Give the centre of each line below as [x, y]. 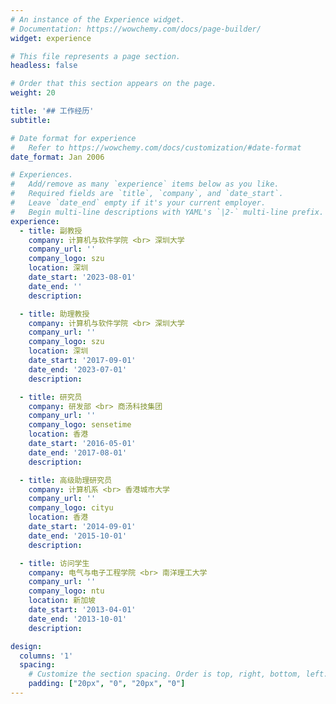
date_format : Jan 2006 [57, 157]
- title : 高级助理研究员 [66, 480]
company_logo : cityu [71, 508]
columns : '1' [46, 656]
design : [26, 646]
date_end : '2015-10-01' [78, 536]
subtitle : [31, 120]
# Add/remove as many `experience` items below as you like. [145, 184]
